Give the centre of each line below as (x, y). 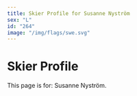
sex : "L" (20, 20)
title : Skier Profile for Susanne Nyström (68, 13)
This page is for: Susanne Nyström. (57, 86)
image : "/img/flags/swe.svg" (49, 33)
